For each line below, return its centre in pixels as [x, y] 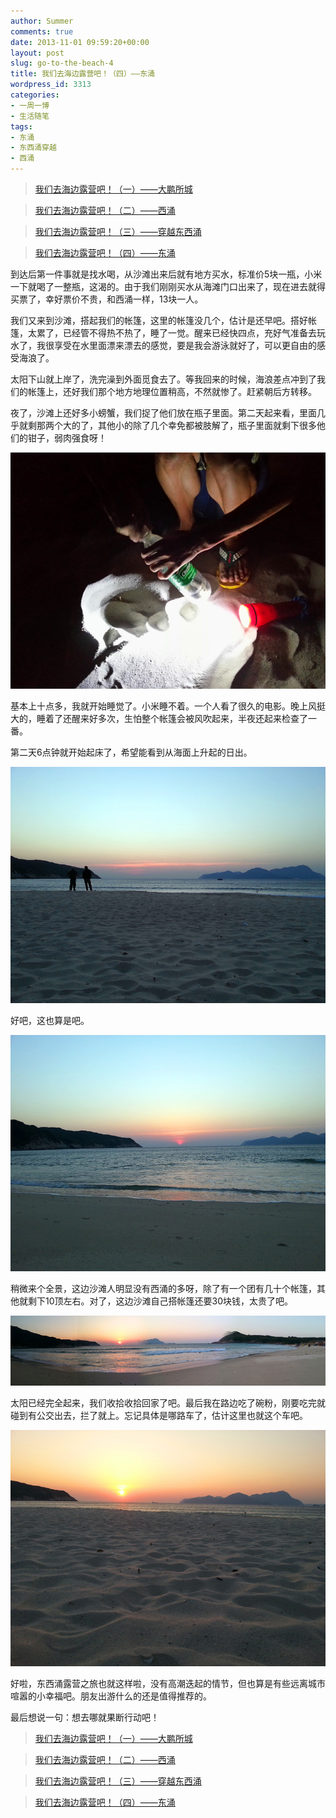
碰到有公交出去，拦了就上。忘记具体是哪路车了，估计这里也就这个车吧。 [159, 1416]
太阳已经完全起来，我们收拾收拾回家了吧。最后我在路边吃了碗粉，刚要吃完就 [168, 1403]
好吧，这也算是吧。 [50, 1020]
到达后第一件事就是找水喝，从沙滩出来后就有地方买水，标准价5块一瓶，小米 [166, 274]
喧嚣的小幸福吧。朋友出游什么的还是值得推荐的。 [111, 1696]
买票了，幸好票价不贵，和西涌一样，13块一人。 [107, 299]
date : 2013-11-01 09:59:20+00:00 [80, 42]
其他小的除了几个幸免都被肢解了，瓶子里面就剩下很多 [207, 425]
